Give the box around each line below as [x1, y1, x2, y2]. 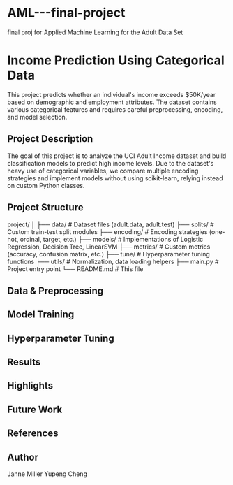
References [7, 428, 59, 440]
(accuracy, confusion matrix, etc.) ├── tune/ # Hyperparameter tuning [7, 249, 211, 258]
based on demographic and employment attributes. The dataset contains [7, 98, 218, 106]
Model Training [7, 309, 75, 321]
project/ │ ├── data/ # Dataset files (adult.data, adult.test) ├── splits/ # [7, 220, 214, 229]
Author [7, 451, 38, 463]
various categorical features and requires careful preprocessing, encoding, [7, 105, 223, 113]
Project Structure [7, 201, 84, 214]
